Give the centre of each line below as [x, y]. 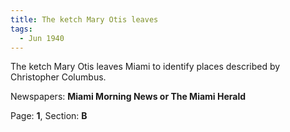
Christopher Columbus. [58, 77]
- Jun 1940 [42, 38]
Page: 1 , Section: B [49, 116]
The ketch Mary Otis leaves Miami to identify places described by [145, 67]
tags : [21, 29]
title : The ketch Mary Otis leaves [84, 19]
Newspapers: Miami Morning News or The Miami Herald [128, 97]
